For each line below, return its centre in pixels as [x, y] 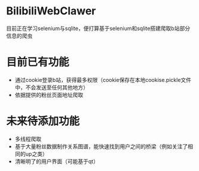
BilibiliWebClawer [51, 11]
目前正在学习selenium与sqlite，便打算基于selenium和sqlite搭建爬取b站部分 [98, 28]
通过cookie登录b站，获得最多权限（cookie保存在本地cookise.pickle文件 [103, 80]
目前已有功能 [38, 62]
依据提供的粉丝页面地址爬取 [49, 94]
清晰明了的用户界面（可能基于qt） [56, 161]
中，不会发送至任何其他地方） [51, 87]
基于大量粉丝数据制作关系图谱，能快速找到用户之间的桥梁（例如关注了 [101, 146]
